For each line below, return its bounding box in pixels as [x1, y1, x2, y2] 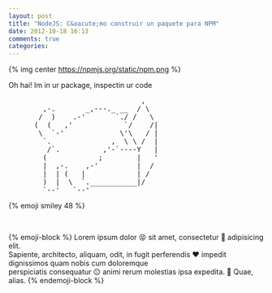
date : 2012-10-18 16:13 [8, 27, 89, 35]
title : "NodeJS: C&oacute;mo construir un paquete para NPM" [8, 20, 220, 28]
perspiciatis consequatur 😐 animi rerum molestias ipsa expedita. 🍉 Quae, [8, 267, 254, 277]
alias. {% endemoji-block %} [8, 276, 105, 286]
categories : [8, 42, 49, 50]
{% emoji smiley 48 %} [8, 201, 85, 211]
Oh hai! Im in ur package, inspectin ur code [8, 81, 153, 90]
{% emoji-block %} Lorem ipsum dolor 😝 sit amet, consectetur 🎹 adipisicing [8, 233, 264, 243]
